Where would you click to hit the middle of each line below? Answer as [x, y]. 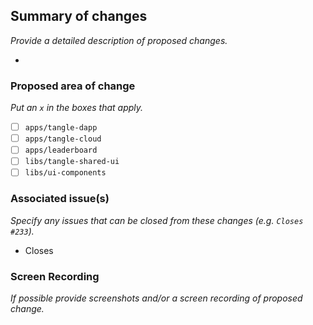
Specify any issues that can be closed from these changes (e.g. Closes [157, 220]
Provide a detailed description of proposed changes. [119, 40]
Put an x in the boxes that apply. [77, 108]
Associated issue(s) [60, 199]
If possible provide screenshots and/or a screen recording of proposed [156, 298]
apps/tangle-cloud [63, 139]
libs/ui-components [65, 173]
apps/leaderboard [61, 150]
